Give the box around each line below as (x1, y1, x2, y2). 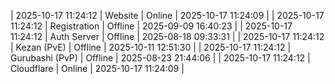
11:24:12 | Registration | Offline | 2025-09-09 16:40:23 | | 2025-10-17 (10, 20, 293, 32)
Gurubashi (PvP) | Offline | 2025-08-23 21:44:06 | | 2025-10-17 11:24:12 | (10, 52, 311, 64)
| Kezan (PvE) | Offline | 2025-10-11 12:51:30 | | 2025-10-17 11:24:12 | (10, 41, 292, 53)
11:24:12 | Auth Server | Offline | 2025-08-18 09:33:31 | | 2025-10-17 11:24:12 (10, 31, 325, 42)
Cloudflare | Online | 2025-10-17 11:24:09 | (10, 63, 185, 74)
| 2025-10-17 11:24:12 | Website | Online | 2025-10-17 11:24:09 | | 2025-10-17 (10, 10, 325, 21)
